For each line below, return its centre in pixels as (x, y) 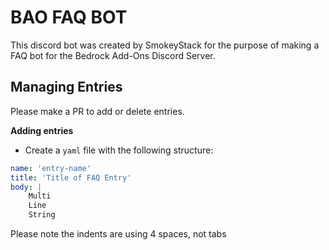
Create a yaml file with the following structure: (119, 150)
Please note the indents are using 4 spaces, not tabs (118, 234)
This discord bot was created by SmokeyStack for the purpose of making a (165, 45)
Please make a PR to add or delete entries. (97, 111)
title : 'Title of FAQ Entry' (71, 177)
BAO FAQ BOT (69, 17)
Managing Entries (66, 87)
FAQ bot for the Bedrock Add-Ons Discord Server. (113, 55)
